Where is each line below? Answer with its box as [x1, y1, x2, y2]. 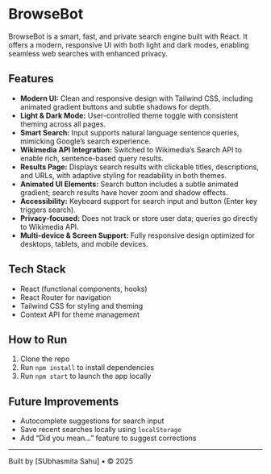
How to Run [8, 332, 68, 347]
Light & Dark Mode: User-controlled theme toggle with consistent [19, 110, 239, 120]
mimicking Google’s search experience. [19, 136, 152, 146]
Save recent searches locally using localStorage [19, 425, 181, 434]
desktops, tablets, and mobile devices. [19, 239, 148, 248]
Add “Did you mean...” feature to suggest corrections [19, 433, 197, 443]
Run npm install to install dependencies [19, 363, 155, 372]
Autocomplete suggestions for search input [19, 416, 165, 426]
